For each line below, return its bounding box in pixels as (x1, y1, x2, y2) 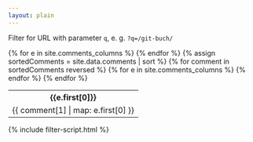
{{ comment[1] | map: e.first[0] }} (12, 104, 135, 115)
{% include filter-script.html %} (8, 125, 110, 134)
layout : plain (8, 11, 55, 20)
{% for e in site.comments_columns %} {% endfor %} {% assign (8, 48, 216, 57)
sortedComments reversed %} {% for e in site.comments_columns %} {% (8, 64, 246, 75)
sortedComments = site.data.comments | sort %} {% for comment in (8, 56, 230, 66)
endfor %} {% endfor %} (8, 73, 88, 82)
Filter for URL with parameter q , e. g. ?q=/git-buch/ (8, 33, 174, 42)
